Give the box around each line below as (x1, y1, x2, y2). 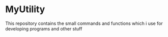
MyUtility (5, 4, 45, 15)
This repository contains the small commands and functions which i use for (5, 20, 163, 26)
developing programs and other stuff (5, 25, 82, 31)
